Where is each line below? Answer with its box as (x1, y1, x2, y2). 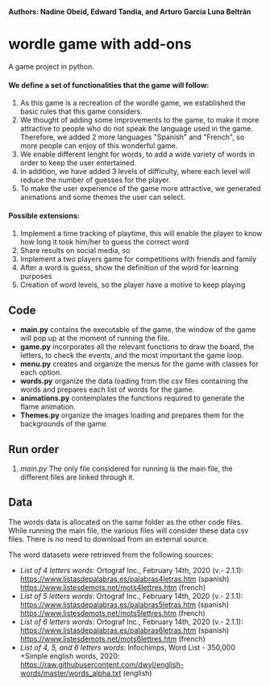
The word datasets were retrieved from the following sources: (8, 550, 214, 559)
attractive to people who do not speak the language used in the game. (19, 124, 254, 134)
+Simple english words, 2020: (19, 651, 120, 660)
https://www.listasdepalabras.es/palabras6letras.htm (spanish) (19, 625, 230, 635)
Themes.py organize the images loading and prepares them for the (19, 410, 244, 420)
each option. (19, 368, 62, 377)
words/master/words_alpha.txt (19, 668, 122, 678)
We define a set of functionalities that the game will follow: (8, 80, 210, 89)
